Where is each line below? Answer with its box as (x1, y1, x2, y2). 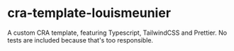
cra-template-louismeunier (7, 5, 172, 21)
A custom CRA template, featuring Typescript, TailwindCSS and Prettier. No (7, 28, 228, 37)
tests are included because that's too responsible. (7, 35, 154, 44)
